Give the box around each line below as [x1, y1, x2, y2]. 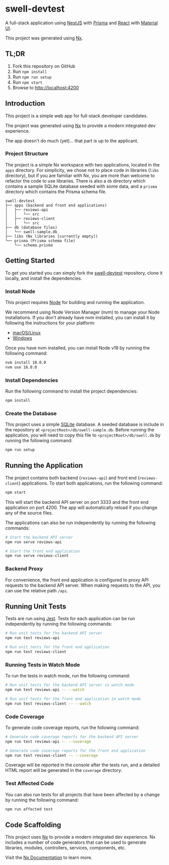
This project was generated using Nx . [5, 35, 83, 41]
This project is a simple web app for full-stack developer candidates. [5, 112, 148, 119]
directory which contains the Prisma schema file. [5, 188, 107, 195]
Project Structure [5, 150, 48, 157]
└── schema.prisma [14, 242, 53, 248]
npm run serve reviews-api [5, 539, 62, 544]
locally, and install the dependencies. [5, 275, 82, 281]
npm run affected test [5, 806, 53, 812]
